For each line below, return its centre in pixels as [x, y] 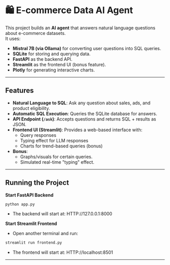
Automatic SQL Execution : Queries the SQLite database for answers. [85, 113]
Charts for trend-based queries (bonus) [61, 146]
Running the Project [37, 183]
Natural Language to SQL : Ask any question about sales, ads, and [81, 103]
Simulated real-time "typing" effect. [57, 162]
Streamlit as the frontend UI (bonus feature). [59, 64]
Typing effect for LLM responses [54, 140]
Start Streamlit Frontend [31, 223]
